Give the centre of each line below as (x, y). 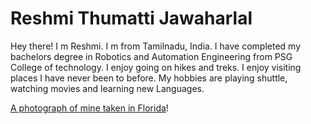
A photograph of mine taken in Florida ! (89, 108)
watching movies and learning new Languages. (107, 88)
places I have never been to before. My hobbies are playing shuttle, (149, 78)
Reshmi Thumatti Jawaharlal (131, 18)
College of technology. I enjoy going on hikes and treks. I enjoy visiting (156, 67)
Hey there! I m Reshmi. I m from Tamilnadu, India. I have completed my (156, 46)
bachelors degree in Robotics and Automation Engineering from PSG (151, 56)
